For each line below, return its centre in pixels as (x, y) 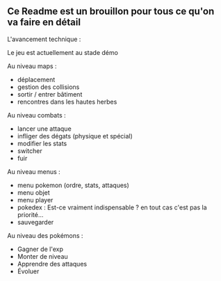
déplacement (36, 79)
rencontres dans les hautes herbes (67, 102)
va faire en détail (44, 23)
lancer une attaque (44, 129)
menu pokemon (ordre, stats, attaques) (73, 185)
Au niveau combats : (36, 115)
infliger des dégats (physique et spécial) (75, 136)
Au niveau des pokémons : (45, 235)
